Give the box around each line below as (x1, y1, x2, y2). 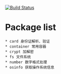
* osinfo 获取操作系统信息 (5, 65, 55, 70)
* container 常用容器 (5, 44, 47, 49)
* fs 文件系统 (5, 54, 31, 59)
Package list (5, 22, 57, 33)
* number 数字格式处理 (5, 59, 47, 65)
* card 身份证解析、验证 (5, 39, 50, 44)
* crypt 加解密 (5, 49, 34, 54)
